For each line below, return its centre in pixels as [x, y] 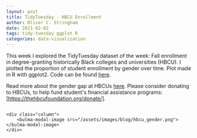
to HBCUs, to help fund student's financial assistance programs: [84, 92]
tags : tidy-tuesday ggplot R [42, 34]
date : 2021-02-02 [28, 28]
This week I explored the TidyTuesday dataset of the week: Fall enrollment [97, 56]
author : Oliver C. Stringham [42, 22]
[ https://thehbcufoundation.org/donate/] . [56, 98]
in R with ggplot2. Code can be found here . [59, 75]
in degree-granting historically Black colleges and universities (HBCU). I [94, 62]
